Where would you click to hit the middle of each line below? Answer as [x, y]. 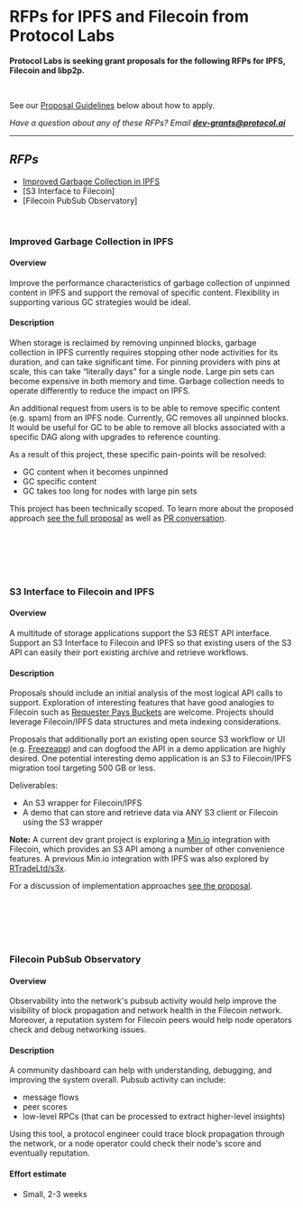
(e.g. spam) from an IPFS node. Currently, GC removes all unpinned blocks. [149, 418]
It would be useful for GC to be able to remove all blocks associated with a [147, 428]
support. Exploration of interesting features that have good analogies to [142, 703]
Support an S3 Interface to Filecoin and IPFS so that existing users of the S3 [151, 643]
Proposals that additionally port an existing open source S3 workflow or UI [147, 739]
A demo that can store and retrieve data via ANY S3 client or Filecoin [150, 813]
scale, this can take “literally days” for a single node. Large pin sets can [142, 372]
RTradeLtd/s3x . [38, 869]
